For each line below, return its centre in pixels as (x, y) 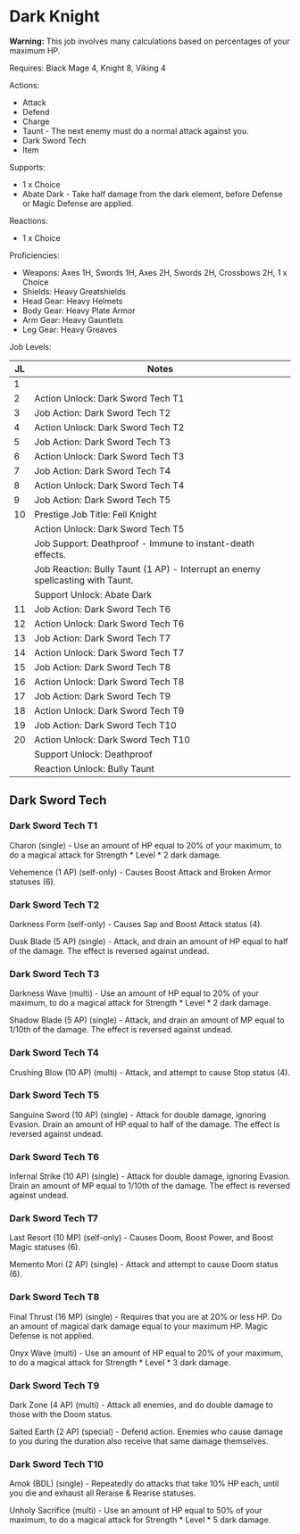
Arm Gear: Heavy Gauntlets (72, 319)
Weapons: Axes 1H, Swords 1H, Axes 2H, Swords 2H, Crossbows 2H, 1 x (154, 272)
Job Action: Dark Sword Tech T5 (103, 500)
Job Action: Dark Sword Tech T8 (103, 667)
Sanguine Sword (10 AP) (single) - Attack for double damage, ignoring (137, 1115)
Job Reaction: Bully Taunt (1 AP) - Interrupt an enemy (147, 568)
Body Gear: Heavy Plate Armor (79, 311)
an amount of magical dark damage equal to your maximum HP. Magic (139, 1326)
